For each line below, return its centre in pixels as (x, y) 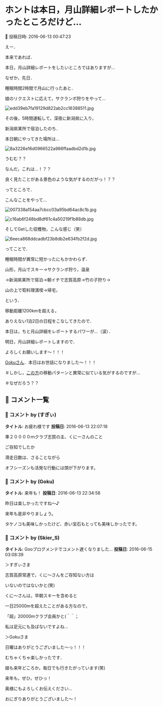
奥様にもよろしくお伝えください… (39, 689)
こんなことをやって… (26, 200)
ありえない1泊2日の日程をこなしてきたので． (49, 321)
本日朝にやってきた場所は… (32, 138)
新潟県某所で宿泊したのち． (33, 128)
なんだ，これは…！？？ (28, 169)
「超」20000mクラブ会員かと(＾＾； (42, 616)
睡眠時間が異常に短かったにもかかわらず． (48, 259)
